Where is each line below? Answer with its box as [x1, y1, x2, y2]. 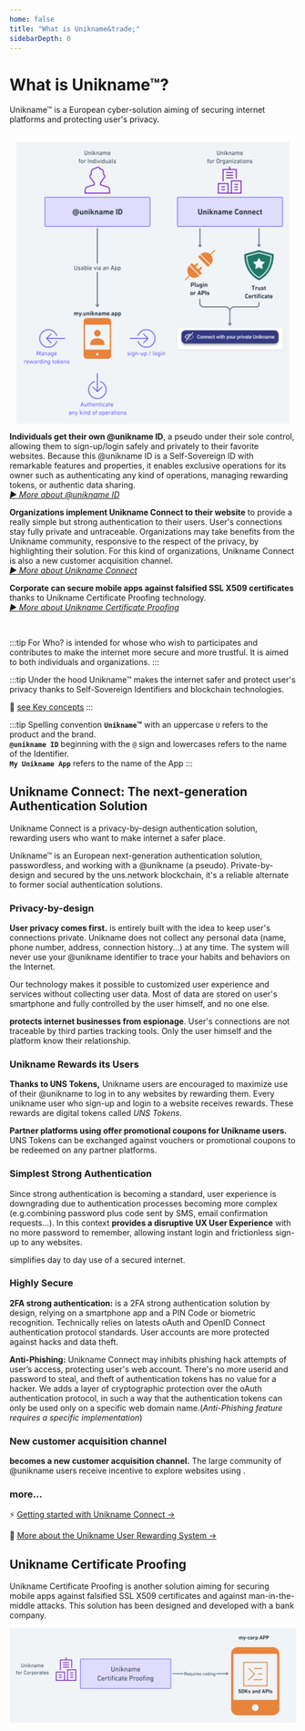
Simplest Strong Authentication [9, 1167, 152, 1180]
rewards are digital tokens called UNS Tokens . [9, 1108, 182, 1119]
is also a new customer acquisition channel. [9, 555, 173, 566]
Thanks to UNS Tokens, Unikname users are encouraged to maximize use [9, 1079, 289, 1090]
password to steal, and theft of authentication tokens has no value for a [9, 1373, 277, 1384]
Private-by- [230, 859, 274, 870]
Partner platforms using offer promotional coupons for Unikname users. [9, 1125, 288, 1136]
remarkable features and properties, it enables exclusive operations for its [9, 460, 287, 471]
